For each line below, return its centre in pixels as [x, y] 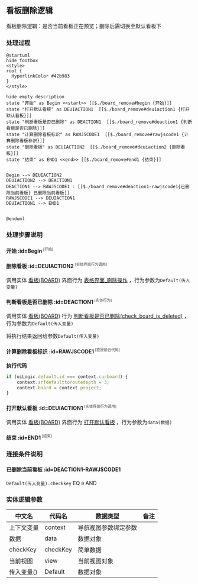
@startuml [18, 56]
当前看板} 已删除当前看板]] [40, 193]
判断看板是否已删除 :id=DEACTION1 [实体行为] [59, 301]
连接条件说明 [25, 454]
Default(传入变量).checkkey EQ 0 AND [51, 483]
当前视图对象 [96, 561]
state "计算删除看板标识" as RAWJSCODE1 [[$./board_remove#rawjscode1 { [95, 135]
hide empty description [35, 97]
